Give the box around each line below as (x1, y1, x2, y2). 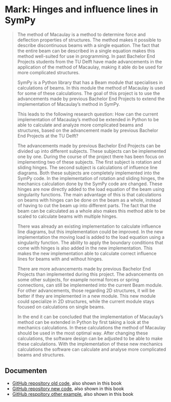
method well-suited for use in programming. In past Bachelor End (17, 53, 156, 59)
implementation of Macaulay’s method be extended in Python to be (17, 116, 159, 122)
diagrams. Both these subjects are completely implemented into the (17, 170, 160, 176)
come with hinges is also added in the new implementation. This (17, 244, 153, 251)
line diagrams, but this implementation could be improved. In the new (17, 229, 163, 235)
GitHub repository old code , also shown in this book (12, 380, 122, 386)
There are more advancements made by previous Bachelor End (17, 265, 151, 272)
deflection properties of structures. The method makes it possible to (17, 37, 162, 43)
